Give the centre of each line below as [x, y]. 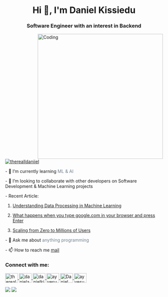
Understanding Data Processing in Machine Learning [67, 206]
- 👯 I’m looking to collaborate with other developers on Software [71, 181]
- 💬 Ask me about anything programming [47, 240]
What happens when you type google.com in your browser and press [84, 215]
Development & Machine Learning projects [49, 186]
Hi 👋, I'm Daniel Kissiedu [84, 10]
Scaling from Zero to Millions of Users [51, 230]
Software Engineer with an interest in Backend [84, 26]
